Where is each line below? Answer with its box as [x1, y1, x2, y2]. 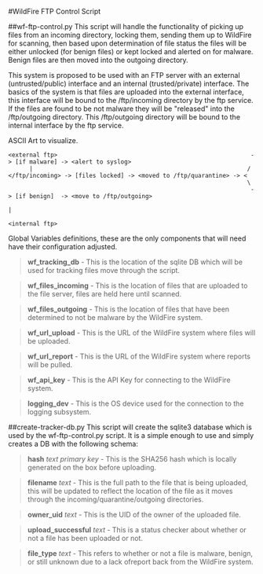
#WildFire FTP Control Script [8, 7, 101, 16]
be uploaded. [27, 337, 71, 345]
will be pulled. [27, 360, 73, 369]
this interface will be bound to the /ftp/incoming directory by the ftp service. [8, 96, 254, 105]
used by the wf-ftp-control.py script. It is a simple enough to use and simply [8, 431, 254, 440]
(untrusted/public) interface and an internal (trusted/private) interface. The [8, 79, 250, 88]
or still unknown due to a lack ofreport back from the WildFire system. [27, 557, 254, 566]
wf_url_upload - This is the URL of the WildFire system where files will [27, 328, 256, 337]
